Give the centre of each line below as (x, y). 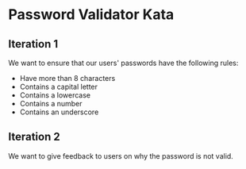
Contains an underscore (59, 112)
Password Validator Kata (91, 15)
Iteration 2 (35, 137)
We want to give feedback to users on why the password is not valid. (121, 156)
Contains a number (51, 104)
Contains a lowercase (55, 95)
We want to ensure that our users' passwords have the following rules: (123, 63)
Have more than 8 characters (67, 78)
